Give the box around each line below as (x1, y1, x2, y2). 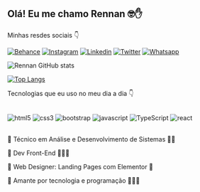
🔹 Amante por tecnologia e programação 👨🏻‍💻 (7, 176, 140, 185)
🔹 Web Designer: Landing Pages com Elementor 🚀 (7, 163, 154, 171)
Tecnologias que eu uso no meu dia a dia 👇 (7, 89, 134, 97)
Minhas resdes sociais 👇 (7, 31, 79, 39)
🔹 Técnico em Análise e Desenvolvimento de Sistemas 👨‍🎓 (7, 135, 176, 144)
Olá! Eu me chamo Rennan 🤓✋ (7, 8, 143, 20)
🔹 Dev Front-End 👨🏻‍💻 (7, 149, 70, 157)
